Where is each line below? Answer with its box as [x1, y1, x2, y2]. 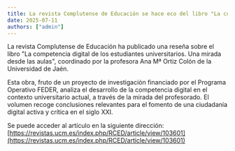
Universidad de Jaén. [7, 64, 69, 73]
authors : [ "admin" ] [7, 23, 64, 30]
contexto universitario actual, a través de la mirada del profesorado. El [7, 93, 210, 101]
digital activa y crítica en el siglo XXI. [7, 108, 113, 116]
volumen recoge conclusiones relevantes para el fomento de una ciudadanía [7, 101, 228, 109]
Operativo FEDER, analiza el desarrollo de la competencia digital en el [7, 85, 208, 94]
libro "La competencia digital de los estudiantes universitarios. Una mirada [7, 50, 222, 58]
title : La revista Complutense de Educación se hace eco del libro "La [7, 10, 220, 17]
